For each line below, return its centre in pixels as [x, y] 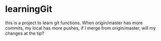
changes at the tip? [25, 33]
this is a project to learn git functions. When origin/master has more [74, 23]
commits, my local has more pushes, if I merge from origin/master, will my [80, 28]
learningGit [29, 9]
